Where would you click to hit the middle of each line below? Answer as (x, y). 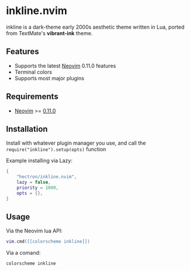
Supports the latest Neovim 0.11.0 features (65, 66)
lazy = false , (34, 183)
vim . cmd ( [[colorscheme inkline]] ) (48, 242)
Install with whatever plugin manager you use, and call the (76, 143)
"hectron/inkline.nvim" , (47, 177)
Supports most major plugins (49, 78)
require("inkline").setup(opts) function (56, 149)
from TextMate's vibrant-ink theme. (49, 33)
